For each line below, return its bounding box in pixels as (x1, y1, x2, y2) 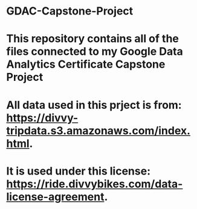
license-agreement (6, 190, 105, 204)
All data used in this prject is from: (6, 98, 182, 112)
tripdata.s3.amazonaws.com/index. (6, 124, 191, 137)
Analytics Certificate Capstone (6, 57, 166, 71)
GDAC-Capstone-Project (6, 4, 134, 18)
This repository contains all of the (6, 32, 179, 46)
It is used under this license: (6, 164, 151, 178)
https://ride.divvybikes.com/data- (6, 177, 183, 191)
